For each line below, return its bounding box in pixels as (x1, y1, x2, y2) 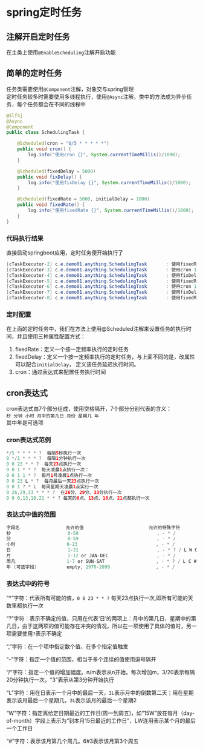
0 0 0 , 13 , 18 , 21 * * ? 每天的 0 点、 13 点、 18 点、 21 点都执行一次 (6, 495, 150, 501)
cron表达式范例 (6, 436, 51, 444)
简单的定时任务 (6, 68, 62, 79)
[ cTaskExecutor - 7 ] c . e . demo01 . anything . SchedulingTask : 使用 (6, 289, 181, 296)
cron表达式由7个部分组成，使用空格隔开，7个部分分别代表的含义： (6, 405, 172, 413)
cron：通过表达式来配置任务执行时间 (14, 368, 106, 376)
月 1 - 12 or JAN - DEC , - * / (6, 553, 176, 559)
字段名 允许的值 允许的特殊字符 (6, 525, 180, 531)
